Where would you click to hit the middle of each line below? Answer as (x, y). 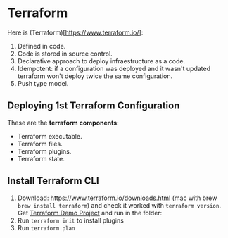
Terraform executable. (50, 136)
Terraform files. (40, 144)
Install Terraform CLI (53, 181)
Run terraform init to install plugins (71, 220)
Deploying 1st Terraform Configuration (94, 106)
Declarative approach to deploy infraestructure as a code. (101, 61)
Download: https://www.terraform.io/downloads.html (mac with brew (117, 198)
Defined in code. (42, 46)
